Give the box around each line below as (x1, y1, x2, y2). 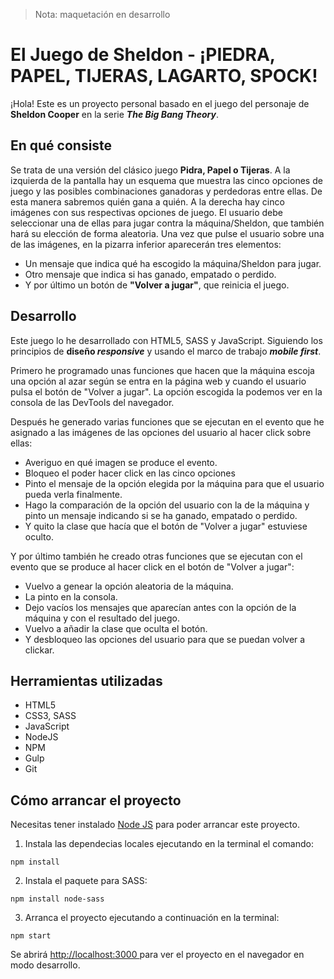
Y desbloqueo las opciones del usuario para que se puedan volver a (24, 633, 306, 645)
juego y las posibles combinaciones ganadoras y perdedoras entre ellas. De (10, 185, 323, 197)
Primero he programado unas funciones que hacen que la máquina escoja (10, 364, 315, 376)
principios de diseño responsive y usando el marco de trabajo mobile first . (10, 345, 322, 357)
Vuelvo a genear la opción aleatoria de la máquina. (24, 580, 234, 592)
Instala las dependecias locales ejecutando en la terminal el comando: (24, 838, 314, 850)
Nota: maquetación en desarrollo (34, 9, 171, 20)
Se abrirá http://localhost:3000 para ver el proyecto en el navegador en (10, 949, 305, 961)
